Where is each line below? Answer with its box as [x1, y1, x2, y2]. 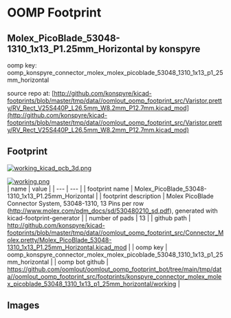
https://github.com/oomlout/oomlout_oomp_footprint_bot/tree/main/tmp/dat [7, 265, 222, 273]
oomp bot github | [58, 257, 109, 266]
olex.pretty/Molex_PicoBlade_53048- [7, 235, 112, 244]
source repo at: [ [7, 89, 54, 97]
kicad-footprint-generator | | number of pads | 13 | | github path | [7, 213, 191, 222]
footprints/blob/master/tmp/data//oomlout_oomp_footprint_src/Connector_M [7, 229, 224, 237]
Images [7, 299, 40, 311]
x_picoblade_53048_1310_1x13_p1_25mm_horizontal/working [7, 279, 177, 288]
